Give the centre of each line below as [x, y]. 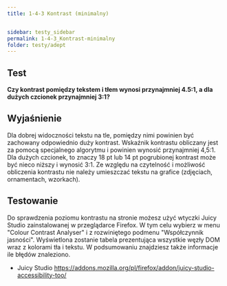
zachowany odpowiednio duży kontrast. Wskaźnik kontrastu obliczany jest [113, 142]
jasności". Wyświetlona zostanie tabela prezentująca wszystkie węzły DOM [113, 240]
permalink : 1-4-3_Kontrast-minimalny [61, 39]
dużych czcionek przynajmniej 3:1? [58, 97]
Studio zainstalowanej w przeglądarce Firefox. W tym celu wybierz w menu [113, 225]
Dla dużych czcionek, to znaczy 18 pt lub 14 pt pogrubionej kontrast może [112, 157]
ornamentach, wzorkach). [44, 179]
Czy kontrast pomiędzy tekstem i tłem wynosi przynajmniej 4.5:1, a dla [110, 90]
